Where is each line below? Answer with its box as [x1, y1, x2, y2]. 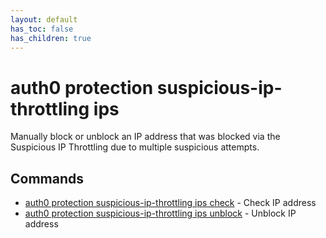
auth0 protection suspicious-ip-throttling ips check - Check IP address [24, 197, 317, 209]
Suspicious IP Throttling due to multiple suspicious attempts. [10, 141, 260, 153]
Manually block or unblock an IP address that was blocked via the [10, 131, 281, 143]
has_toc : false [10, 24, 74, 34]
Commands [10, 170, 85, 187]
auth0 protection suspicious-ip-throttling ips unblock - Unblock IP [24, 207, 297, 220]
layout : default [10, 14, 78, 25]
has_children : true [10, 33, 92, 43]
